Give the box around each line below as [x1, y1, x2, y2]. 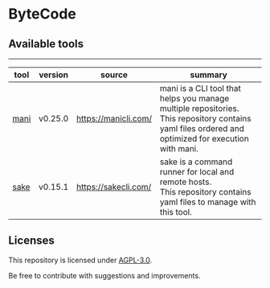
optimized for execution [159, 134, 249, 144]
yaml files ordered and [159, 123, 245, 134]
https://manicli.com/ [76, 113, 153, 124]
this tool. [159, 207, 193, 217]
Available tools [8, 37, 84, 51]
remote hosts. [159, 176, 212, 187]
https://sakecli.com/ [76, 182, 152, 192]
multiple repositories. [159, 103, 239, 113]
